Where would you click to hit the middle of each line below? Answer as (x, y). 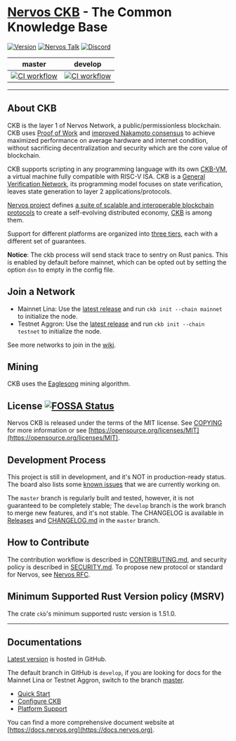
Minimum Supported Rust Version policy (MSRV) (116, 596)
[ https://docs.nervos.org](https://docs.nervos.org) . (81, 730)
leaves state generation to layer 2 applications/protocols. (90, 191)
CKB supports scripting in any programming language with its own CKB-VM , (117, 169)
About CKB (32, 109)
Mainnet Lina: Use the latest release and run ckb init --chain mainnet (120, 309)
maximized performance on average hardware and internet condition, (108, 140)
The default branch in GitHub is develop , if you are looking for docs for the (114, 673)
